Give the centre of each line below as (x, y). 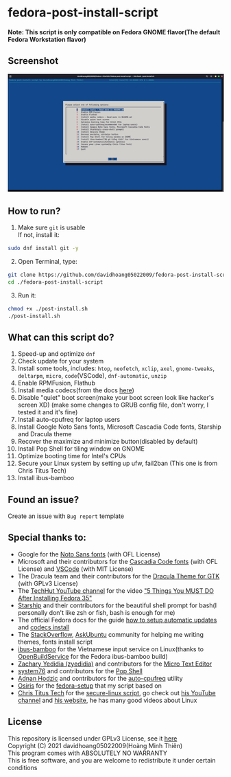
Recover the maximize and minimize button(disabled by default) (108, 442)
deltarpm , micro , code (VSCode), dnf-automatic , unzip (92, 376)
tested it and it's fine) (48, 412)
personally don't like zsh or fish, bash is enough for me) (96, 612)
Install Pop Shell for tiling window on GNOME (81, 449)
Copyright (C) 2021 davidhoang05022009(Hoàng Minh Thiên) (95, 745)
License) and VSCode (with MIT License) (75, 569)
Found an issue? (44, 499)
